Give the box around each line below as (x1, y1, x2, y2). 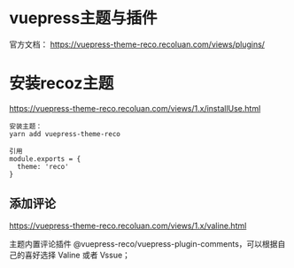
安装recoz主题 (9, 73, 114, 94)
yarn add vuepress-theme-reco (9, 129, 121, 138)
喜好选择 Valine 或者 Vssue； (24, 249, 131, 260)
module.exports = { (9, 154, 81, 164)
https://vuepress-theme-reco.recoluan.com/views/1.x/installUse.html (9, 103, 261, 113)
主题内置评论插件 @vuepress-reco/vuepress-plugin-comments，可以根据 (9, 238, 278, 249)
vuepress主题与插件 (9, 8, 158, 28)
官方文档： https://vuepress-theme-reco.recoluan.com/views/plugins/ (9, 39, 266, 50)
